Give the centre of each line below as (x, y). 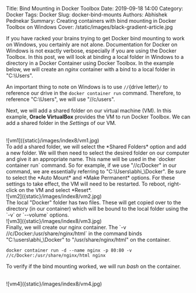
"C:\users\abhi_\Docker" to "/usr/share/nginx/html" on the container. (88, 240)
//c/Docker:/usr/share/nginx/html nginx (56, 256)
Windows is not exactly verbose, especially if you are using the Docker (91, 51)
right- (174, 184)
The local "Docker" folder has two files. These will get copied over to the (94, 203)
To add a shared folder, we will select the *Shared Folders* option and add (96, 146)
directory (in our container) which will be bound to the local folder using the (97, 209)
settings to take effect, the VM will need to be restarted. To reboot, (86, 184)
